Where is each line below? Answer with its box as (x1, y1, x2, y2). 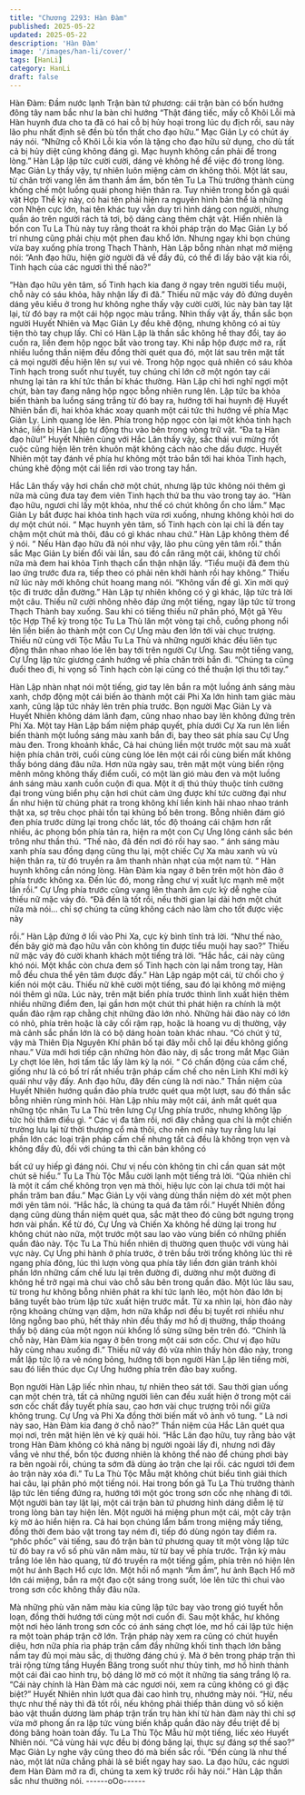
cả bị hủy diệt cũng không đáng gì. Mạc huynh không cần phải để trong (9, 145, 277, 156)
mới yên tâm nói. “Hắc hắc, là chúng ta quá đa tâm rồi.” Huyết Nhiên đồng (9, 1199, 286, 1210)
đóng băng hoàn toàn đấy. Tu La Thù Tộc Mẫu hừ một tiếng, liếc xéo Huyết (9, 1727, 289, 1738)
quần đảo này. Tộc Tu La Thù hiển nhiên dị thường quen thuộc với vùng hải (9, 1238, 289, 1249)
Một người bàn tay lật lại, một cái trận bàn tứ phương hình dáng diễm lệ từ (9, 1497, 284, 1508)
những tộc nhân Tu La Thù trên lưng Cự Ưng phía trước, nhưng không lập (9, 1104, 282, 1115)
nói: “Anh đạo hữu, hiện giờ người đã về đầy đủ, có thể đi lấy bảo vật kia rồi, (9, 252, 292, 263)
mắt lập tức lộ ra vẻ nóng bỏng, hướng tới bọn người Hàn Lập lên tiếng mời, (9, 1353, 290, 1364)
